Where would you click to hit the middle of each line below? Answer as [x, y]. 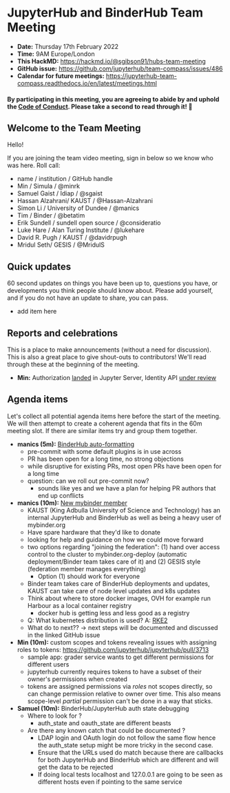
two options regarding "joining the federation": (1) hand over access [124, 546]
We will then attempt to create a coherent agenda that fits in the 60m [105, 423]
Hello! [15, 145]
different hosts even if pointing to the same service [110, 781]
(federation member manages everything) [87, 569]
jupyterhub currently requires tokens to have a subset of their [114, 671]
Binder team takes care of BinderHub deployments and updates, [118, 583]
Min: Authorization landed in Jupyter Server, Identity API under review [117, 377]
